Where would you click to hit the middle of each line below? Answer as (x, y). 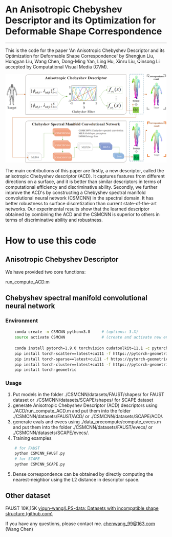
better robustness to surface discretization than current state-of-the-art (81, 203)
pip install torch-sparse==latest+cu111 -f (62, 359)
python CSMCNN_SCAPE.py (40, 464)
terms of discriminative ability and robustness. (54, 220)
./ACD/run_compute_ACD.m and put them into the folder (72, 410)
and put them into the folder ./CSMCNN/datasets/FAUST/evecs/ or (83, 427)
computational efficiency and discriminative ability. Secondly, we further (81, 187)
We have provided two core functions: (46, 272)
